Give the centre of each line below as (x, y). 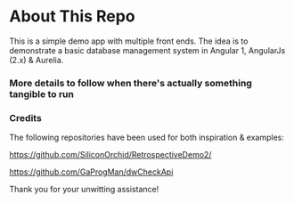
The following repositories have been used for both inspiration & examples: (147, 138)
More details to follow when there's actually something (131, 83)
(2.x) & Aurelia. (37, 60)
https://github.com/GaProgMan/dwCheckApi (91, 172)
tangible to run (41, 93)
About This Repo (72, 16)
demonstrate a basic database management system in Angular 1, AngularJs (147, 50)
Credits (25, 118)
